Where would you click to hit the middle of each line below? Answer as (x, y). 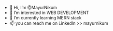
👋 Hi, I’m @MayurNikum (33, 8)
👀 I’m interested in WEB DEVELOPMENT (49, 13)
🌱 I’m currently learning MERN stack (45, 18)
